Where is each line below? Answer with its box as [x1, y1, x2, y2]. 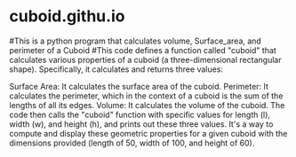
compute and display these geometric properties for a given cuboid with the [9, 128, 288, 138]
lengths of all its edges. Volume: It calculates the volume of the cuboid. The [9, 99, 285, 110]
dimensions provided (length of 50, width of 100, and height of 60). [9, 137, 255, 148]
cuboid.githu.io [9, 6, 125, 27]
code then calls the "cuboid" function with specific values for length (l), [9, 109, 271, 120]
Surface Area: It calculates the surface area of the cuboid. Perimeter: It [9, 81, 269, 91]
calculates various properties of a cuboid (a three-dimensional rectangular [9, 54, 282, 65]
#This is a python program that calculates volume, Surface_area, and [9, 35, 262, 46]
